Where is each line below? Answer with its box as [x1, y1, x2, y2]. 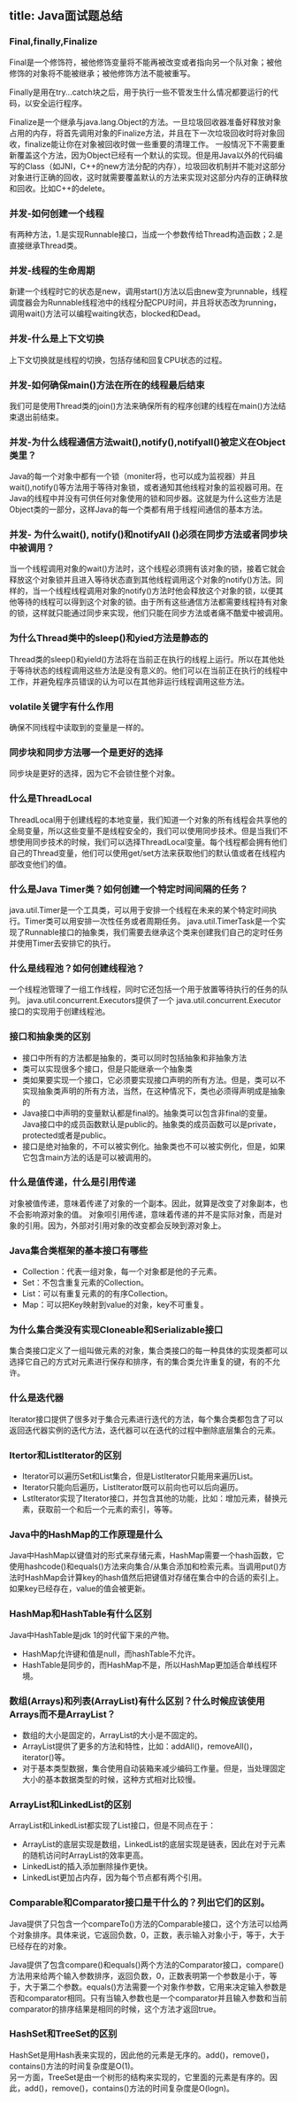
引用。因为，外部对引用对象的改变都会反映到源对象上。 [24, 1220, 226, 1231]
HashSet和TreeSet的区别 [9, 2028, 118, 2040]
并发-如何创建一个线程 [9, 207, 104, 220]
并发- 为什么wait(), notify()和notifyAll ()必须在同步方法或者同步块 [9, 529, 288, 541]
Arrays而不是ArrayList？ [9, 1708, 117, 1720]
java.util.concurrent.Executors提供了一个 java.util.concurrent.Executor [26, 995, 281, 1006]
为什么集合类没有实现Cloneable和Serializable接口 [9, 1324, 224, 1336]
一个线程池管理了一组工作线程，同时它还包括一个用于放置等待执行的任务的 [9, 984, 280, 994]
